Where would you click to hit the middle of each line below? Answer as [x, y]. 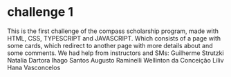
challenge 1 [40, 12]
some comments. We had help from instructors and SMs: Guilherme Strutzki [115, 53]
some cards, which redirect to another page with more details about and [110, 45]
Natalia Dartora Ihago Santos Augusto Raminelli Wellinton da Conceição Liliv [115, 60]
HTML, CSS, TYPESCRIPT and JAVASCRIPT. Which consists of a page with [114, 38]
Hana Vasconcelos [34, 67]
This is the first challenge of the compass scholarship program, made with [113, 31]
